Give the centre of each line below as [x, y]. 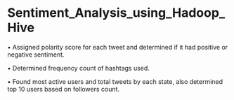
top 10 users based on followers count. [64, 89]
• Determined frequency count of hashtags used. [78, 68]
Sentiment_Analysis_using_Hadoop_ [116, 13]
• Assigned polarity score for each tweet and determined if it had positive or [118, 47]
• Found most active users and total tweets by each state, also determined [115, 81]
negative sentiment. [36, 55]
